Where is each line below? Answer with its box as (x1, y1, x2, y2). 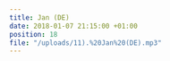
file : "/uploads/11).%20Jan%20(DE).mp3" (9, 38, 163, 48)
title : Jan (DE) (9, 13, 70, 22)
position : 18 (9, 30, 58, 39)
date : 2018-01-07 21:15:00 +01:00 (9, 22, 139, 30)
